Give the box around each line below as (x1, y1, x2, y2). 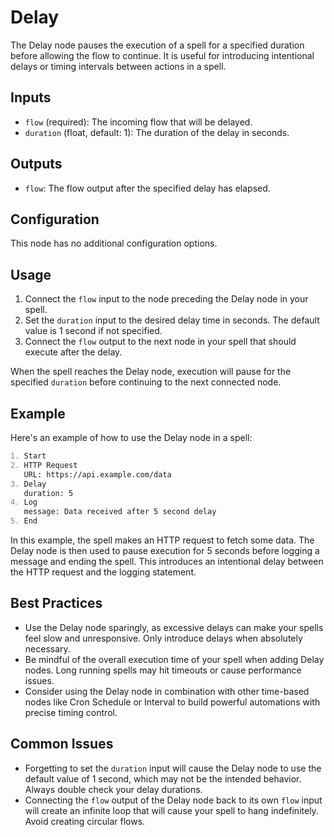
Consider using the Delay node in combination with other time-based (24, 685, 310, 697)
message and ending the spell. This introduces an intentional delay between (10, 556, 324, 567)
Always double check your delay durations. (24, 783, 203, 795)
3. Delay (10, 479, 47, 489)
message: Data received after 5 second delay (23, 507, 217, 517)
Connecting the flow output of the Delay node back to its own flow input (24, 794, 323, 806)
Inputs (10, 89, 52, 106)
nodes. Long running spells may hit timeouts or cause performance (24, 664, 302, 676)
